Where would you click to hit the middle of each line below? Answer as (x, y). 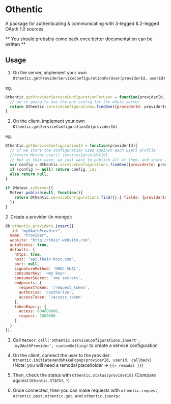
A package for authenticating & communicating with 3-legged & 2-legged (82, 23)
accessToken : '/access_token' (51, 297)
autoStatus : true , (30, 245)
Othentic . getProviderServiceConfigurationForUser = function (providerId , (85, 97)
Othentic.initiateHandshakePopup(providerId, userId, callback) (82, 360)
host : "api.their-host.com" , (45, 259)
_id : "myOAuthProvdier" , (36, 231)
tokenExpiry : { (31, 307)
